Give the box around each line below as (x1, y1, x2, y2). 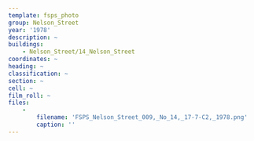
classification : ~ (8, 70, 68, 78)
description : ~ (8, 33, 58, 42)
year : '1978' (8, 26, 51, 34)
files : (8, 99, 30, 107)
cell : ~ (8, 84, 34, 92)
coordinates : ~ (8, 56, 58, 63)
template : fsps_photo (8, 11, 79, 20)
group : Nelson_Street (8, 19, 79, 27)
